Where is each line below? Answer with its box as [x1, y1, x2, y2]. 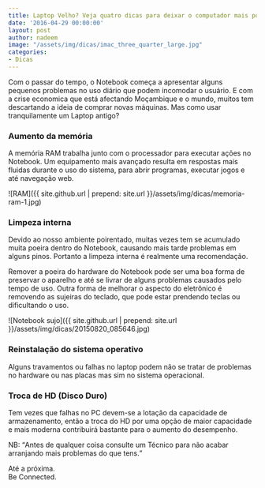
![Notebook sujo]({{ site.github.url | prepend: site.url [8, 316, 177, 325]
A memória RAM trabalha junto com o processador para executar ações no [8, 148, 252, 158]
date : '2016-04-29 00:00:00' [8, 19, 104, 27]
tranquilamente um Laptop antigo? [8, 111, 120, 120]
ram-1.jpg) [8, 197, 42, 207]
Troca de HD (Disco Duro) [8, 390, 108, 401]
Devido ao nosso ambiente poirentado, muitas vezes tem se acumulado [8, 235, 241, 245]
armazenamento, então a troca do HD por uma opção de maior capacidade [8, 416, 252, 426]
